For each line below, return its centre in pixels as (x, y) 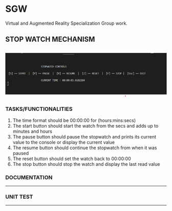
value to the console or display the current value (64, 142)
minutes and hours (33, 131)
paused (21, 153)
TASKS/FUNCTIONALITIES (39, 109)
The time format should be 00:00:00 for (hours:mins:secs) (74, 120)
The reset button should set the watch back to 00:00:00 (72, 159)
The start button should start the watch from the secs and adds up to (85, 126)
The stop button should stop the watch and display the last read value (86, 164)
